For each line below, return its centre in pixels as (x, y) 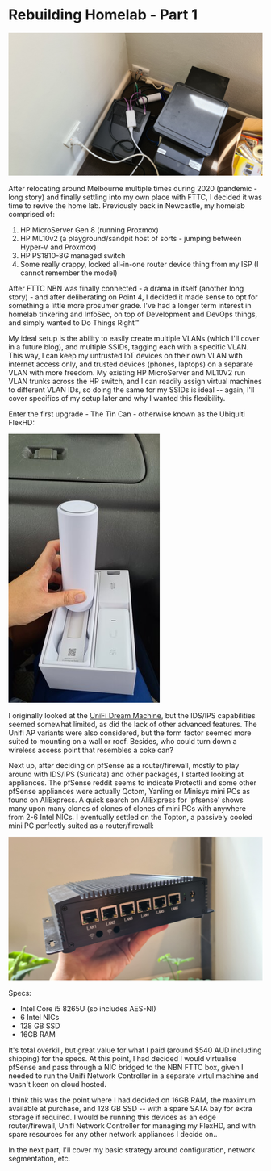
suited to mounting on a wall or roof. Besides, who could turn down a (123, 742)
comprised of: (31, 215)
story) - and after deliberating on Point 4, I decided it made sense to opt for (133, 297)
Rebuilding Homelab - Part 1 (103, 15)
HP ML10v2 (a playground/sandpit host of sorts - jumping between (131, 239)
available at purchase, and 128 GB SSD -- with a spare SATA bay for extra (130, 1108)
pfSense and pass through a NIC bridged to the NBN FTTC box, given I (126, 1067)
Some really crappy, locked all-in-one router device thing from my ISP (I (139, 265)
